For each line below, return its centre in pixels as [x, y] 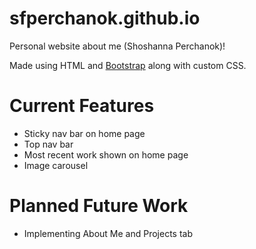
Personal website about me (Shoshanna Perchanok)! [117, 46]
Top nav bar [48, 144]
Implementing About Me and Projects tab [108, 233]
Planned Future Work [99, 206]
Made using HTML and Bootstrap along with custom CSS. [128, 65]
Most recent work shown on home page [106, 154]
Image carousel [56, 165]
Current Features [82, 106]
